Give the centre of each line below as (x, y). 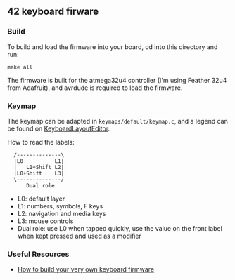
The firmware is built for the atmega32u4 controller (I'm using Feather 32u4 (117, 80)
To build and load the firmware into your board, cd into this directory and (113, 47)
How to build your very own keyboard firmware (86, 269)
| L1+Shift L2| (39, 167)
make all (20, 67)
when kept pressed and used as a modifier (80, 236)
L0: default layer (41, 199)
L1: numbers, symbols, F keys (60, 206)
